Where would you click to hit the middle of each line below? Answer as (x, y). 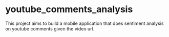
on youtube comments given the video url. (50, 28)
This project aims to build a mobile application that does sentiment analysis (84, 23)
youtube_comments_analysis (69, 9)
